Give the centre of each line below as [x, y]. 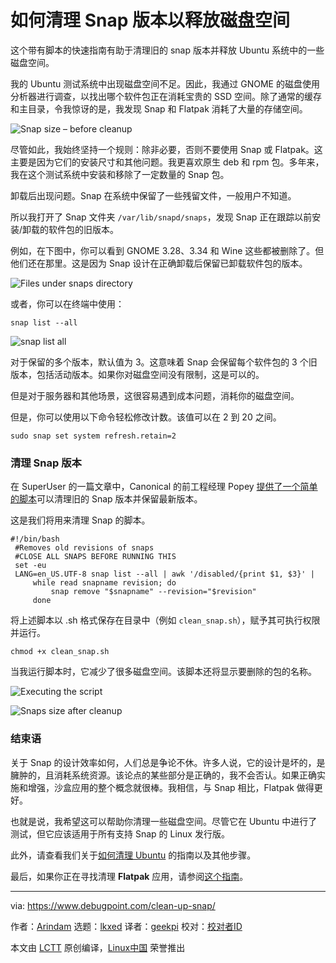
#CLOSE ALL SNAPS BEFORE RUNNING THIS [95, 557]
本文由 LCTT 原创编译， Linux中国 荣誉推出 [98, 947]
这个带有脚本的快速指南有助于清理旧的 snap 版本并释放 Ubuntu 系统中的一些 [167, 50]
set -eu [30, 566]
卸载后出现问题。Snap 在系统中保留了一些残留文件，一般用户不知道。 [153, 195]
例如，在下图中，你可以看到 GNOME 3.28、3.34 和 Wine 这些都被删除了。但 [167, 250]
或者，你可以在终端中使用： [67, 303]
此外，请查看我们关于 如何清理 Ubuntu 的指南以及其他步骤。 [133, 855]
